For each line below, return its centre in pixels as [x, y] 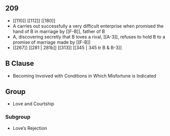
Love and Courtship [33, 104]
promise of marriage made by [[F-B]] [52, 42]
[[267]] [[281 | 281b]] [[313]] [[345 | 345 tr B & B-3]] [67, 47]
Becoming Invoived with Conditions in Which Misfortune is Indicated [84, 76]
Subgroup [18, 117]
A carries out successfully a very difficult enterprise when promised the [88, 26]
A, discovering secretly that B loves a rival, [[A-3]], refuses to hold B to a [89, 37]
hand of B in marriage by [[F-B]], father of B [59, 31]
